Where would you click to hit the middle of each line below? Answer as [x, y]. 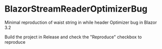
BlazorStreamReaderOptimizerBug [76, 9]
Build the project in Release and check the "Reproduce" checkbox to [73, 37]
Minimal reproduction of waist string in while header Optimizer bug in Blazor [81, 22]
